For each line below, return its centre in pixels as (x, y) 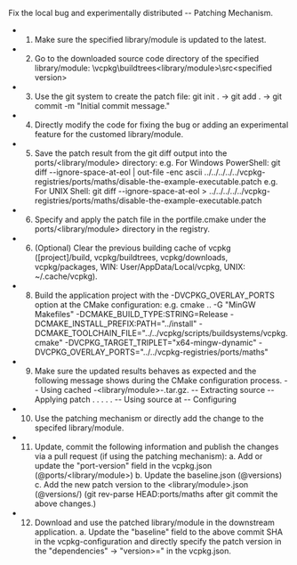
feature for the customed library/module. (109, 134)
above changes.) (65, 504)
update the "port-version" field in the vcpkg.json (123, 466)
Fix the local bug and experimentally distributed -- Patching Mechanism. (140, 13)
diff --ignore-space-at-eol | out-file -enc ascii (118, 172)
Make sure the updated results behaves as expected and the (145, 371)
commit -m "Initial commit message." (102, 106)
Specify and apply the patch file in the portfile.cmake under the (150, 219)
